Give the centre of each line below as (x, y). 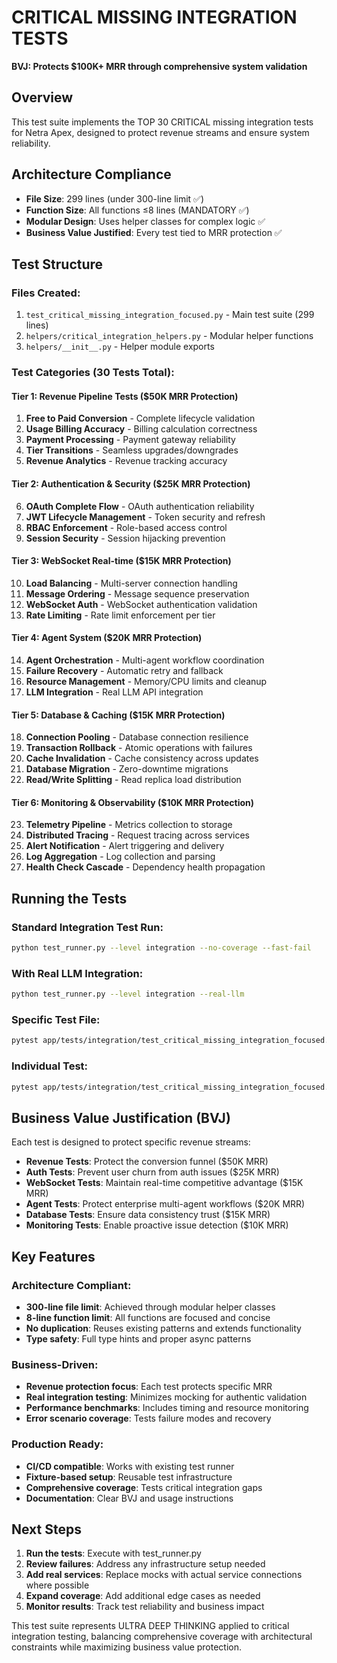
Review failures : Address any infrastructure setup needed (145, 1564)
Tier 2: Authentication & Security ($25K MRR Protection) (131, 483)
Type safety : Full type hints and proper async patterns (138, 1338)
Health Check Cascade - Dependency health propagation (145, 867)
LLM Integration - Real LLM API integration (114, 692)
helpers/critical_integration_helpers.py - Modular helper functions (169, 336)
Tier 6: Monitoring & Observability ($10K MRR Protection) (133, 802)
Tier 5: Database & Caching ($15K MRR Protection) (118, 715)
